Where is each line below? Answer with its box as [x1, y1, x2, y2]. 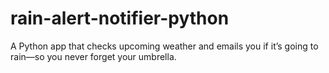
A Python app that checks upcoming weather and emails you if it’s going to [10, 40, 319, 52]
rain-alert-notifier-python [10, 7, 230, 30]
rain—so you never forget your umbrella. [10, 50, 177, 62]
